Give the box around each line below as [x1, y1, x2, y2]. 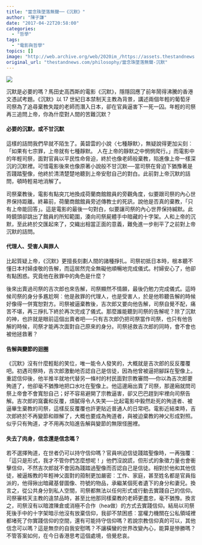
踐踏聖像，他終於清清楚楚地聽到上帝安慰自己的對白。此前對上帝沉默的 [11, 170, 185, 177]
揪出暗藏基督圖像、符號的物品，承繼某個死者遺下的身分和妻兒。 [32, 479, 191, 487]
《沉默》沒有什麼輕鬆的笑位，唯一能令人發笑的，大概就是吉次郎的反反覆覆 [6, 360, 191, 367]
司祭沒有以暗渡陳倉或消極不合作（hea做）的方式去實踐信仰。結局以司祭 [16, 502, 195, 509]
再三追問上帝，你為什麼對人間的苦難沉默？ [6, 110, 112, 117]
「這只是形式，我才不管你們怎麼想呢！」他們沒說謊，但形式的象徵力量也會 [6, 457, 191, 464]
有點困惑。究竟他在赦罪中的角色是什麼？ [6, 272, 106, 279]
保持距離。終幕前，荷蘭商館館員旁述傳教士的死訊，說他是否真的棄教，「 [11, 198, 188, 205]
